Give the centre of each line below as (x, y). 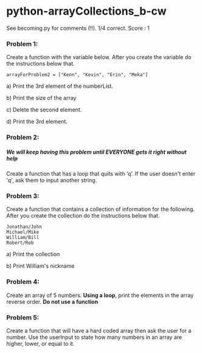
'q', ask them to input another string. (52, 180)
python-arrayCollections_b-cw (86, 11)
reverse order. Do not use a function (52, 301)
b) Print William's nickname (40, 266)
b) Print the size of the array (41, 98)
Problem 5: (23, 317)
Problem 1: (22, 44)
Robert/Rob (20, 243)
